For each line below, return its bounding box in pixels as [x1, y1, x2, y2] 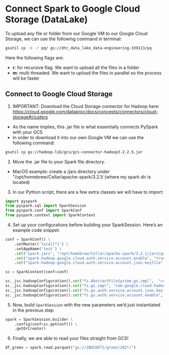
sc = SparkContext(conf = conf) [5, 269, 69, 275]
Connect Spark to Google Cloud [5, 3, 140, 15]
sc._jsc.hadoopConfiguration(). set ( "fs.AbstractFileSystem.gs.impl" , [5, 278, 154, 284]
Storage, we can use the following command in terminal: [5, 36, 122, 42]
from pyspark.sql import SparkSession [5, 203, 87, 208]
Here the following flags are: [5, 54, 64, 61]
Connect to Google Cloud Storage [5, 90, 113, 98]
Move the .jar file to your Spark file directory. [12, 158, 106, 164]
